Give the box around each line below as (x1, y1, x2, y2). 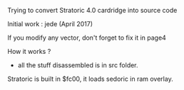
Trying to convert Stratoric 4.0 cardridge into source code (7, 6, 178, 14)
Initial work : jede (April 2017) (7, 20, 93, 28)
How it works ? (7, 47, 51, 55)
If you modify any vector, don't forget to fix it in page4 (7, 33, 166, 42)
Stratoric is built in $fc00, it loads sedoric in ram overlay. (7, 74, 173, 83)
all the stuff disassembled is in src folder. (17, 61, 138, 69)
